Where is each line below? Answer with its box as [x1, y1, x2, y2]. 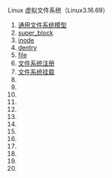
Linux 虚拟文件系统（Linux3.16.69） [8, 6, 109, 14]
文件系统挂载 [17, 68, 55, 76]
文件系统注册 [17, 59, 55, 67]
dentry [17, 44, 37, 51]
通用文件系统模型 [17, 21, 67, 29]
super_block [17, 29, 54, 37]
